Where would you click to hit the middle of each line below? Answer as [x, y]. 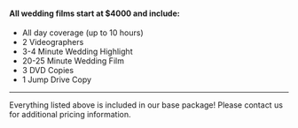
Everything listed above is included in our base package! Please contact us [146, 105]
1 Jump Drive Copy [56, 79]
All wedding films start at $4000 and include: [94, 13]
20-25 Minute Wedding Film [73, 61]
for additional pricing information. [70, 115]
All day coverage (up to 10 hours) [82, 33]
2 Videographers [53, 42]
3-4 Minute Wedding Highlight [77, 52]
